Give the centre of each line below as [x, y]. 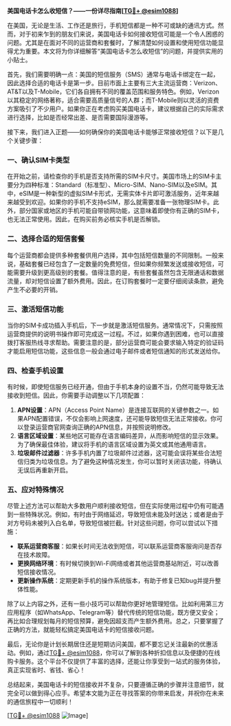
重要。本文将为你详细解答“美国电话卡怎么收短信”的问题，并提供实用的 [124, 51]
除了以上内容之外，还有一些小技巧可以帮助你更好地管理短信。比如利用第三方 [115, 604]
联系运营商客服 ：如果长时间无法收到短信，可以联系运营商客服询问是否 [117, 547]
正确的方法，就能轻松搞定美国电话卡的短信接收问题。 [82, 630]
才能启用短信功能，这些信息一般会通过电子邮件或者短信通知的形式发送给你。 [115, 351]
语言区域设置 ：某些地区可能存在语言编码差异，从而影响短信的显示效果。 [119, 436]
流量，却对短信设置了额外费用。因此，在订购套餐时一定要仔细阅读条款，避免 [115, 280]
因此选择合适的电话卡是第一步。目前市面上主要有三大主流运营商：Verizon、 [114, 83]
